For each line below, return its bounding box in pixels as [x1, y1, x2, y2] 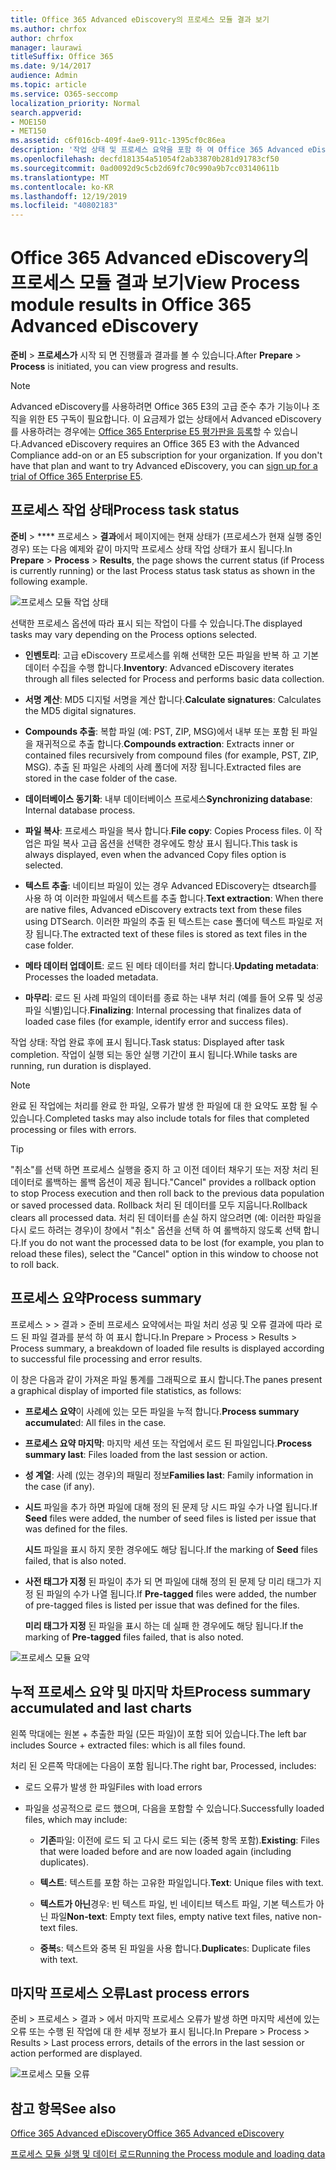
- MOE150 [10, 117, 47, 127]
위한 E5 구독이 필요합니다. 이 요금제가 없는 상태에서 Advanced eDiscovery [28, 413, 322, 425]
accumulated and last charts [10, 1700, 192, 1717]
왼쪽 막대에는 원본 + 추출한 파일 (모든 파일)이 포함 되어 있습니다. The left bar [10, 1727, 307, 1740]
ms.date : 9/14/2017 [10, 61, 92, 71]
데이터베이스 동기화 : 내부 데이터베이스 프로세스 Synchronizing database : [24, 792, 313, 805]
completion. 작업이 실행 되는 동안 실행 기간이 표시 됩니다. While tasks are [10, 1048, 298, 1060]
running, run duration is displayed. [10, 1059, 152, 1071]
